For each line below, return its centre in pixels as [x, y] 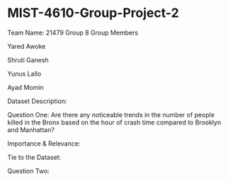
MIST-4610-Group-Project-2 [93, 13]
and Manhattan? [31, 129]
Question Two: [28, 170]
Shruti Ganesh [28, 60]
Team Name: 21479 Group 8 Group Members [73, 33]
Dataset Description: [37, 101]
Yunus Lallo [24, 74]
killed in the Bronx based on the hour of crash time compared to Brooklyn [114, 122]
